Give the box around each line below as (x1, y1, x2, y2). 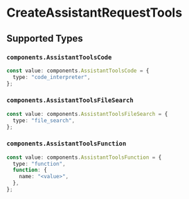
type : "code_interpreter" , (12, 73, 91, 80)
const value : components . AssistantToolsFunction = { (6, 154, 162, 161)
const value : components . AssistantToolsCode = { (6, 67, 150, 74)
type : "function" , (12, 160, 66, 167)
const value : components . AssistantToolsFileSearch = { (6, 110, 168, 117)
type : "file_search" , (12, 116, 75, 124)
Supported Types (6, 33, 84, 44)
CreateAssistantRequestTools (6, 5, 183, 21)
